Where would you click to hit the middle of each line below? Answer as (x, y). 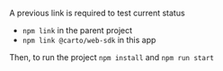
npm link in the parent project (77, 30)
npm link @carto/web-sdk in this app (89, 40)
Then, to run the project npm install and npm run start (111, 57)
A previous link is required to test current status (98, 13)
